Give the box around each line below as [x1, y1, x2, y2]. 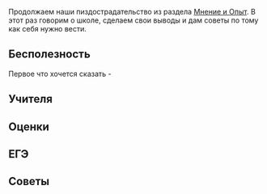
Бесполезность [8, 48, 91, 61]
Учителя [8, 92, 53, 106]
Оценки [8, 120, 50, 133]
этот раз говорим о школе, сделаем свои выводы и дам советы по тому [8, 15, 259, 25]
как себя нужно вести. [8, 24, 87, 33]
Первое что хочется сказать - [8, 69, 112, 78]
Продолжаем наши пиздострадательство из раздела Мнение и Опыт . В [8, 7, 256, 16]
